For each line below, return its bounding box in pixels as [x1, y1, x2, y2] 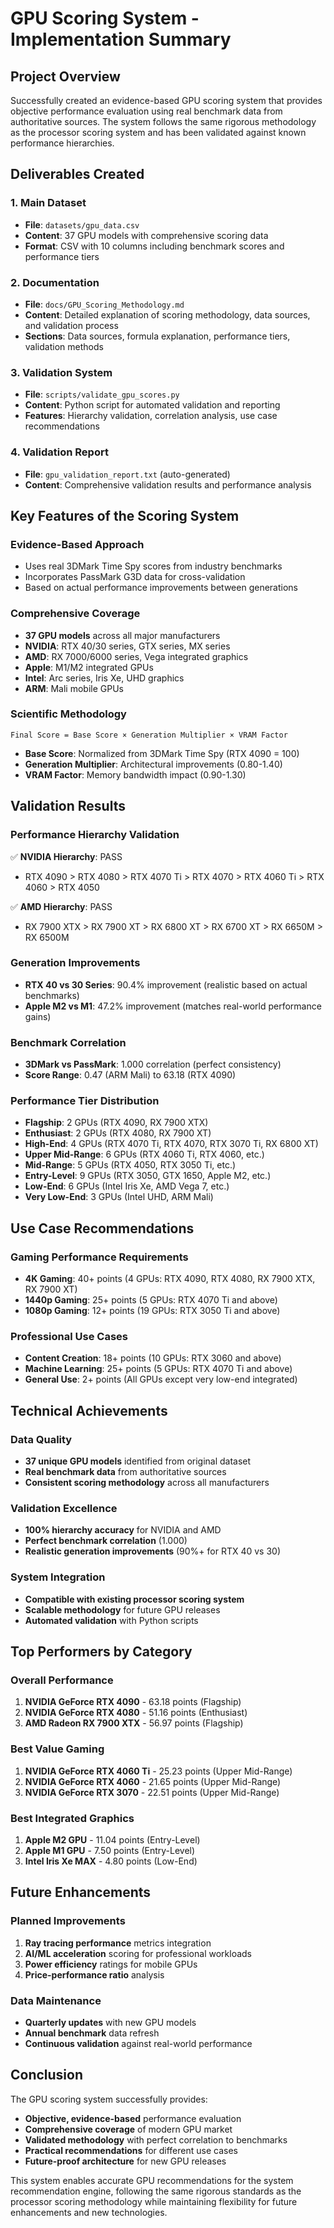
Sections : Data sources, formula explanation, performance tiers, [24, 330, 291, 342]
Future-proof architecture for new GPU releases [24, 2155, 227, 2167]
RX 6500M [24, 931, 70, 943]
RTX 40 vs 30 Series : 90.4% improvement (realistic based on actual [24, 978, 308, 991]
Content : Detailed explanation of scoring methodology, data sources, [24, 308, 311, 321]
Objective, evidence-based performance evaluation [24, 2112, 242, 2124]
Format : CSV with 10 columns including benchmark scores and [24, 240, 285, 252]
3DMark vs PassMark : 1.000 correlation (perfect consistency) [24, 1058, 282, 1071]
